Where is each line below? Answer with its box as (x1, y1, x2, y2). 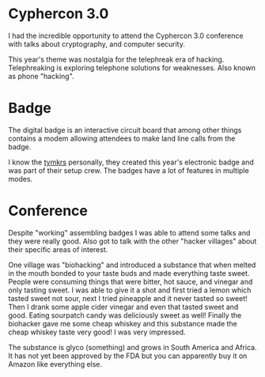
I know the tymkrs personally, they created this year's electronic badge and (8, 157, 255, 167)
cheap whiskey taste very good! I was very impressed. (8, 327, 186, 337)
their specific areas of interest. (8, 244, 108, 254)
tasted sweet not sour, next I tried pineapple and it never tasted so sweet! (8, 293, 248, 303)
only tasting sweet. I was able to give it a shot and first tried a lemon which (8, 285, 252, 295)
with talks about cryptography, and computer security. (8, 39, 186, 48)
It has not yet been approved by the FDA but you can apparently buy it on (8, 351, 248, 360)
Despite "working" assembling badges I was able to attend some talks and (8, 228, 251, 237)
